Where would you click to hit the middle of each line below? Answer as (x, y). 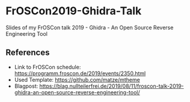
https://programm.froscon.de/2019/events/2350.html (80, 73)
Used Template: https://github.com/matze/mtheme (77, 79)
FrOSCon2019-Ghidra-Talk (74, 11)
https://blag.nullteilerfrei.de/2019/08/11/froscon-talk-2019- (112, 86)
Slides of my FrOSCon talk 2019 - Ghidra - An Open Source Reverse (90, 27)
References (28, 53)
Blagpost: (26, 86)
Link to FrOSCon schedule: (47, 67)
